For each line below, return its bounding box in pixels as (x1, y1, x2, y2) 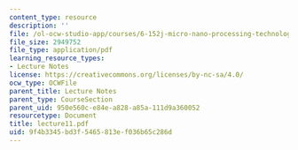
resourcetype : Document (9, 111, 98, 120)
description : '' (9, 21, 69, 30)
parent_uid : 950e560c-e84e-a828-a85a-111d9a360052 (9, 103, 200, 112)
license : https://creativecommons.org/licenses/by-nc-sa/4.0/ (9, 71, 244, 79)
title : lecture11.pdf (9, 120, 90, 129)
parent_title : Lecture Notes (9, 86, 117, 95)
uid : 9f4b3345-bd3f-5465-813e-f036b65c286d (9, 128, 173, 137)
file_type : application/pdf (9, 46, 114, 55)
